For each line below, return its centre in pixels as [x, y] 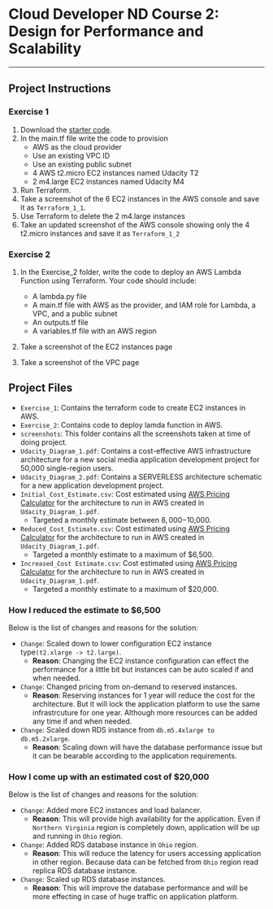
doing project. [43, 442]
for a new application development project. [92, 485]
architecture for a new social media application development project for [140, 459]
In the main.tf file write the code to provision [94, 138]
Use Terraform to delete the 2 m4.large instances [102, 215]
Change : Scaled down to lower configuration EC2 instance [116, 644]
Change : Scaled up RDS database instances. [93, 880]
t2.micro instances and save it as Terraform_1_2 [100, 233]
